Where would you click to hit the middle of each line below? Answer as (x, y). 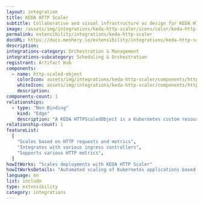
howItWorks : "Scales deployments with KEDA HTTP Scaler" (79, 164)
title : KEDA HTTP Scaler (37, 18)
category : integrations (36, 192)
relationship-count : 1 (35, 125)
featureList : (23, 130)
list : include (24, 181)
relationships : (25, 102)
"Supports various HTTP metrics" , (60, 153)
